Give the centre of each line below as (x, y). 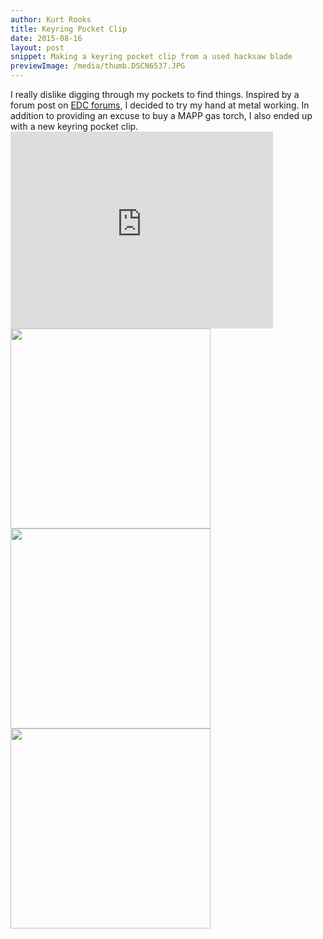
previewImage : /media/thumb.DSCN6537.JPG (98, 66)
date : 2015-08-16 (46, 38)
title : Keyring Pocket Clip (69, 29)
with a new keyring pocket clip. (74, 126)
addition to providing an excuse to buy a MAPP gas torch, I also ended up (161, 115)
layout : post (37, 47)
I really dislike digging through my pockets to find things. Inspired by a (155, 94)
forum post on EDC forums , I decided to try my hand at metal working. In (160, 105)
